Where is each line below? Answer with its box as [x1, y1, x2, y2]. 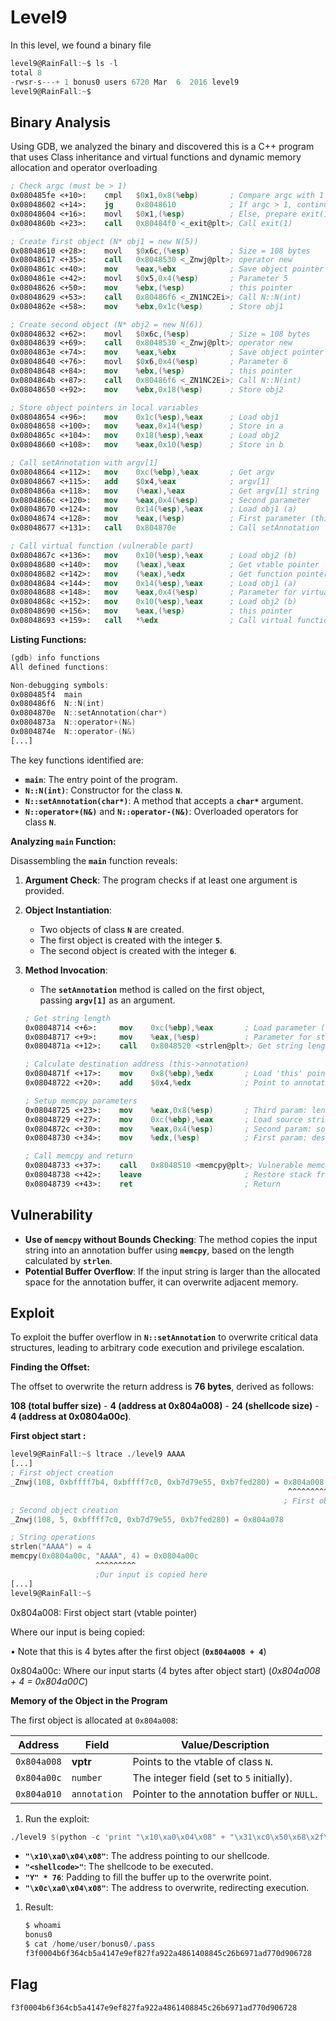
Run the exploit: [24, 1812, 90, 1825]
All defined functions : [10, 662, 110, 672]
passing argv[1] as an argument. [39, 994, 176, 1006]
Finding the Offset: [10, 1361, 90, 1373]
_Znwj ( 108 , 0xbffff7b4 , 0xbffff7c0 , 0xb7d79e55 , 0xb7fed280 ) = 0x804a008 [10, 1477, 325, 1487]
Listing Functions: [10, 633, 87, 645]
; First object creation [10, 1468, 114, 1478]
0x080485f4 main [10, 689, 83, 700]
